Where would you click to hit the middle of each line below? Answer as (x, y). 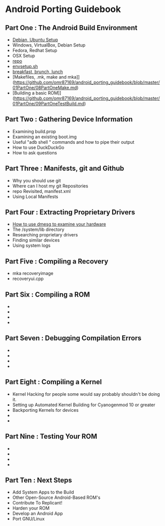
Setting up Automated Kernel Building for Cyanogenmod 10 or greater (84, 405)
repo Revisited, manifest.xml (41, 191)
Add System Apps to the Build (43, 492)
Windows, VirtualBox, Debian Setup (49, 45)
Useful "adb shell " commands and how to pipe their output (73, 142)
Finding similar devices (36, 240)
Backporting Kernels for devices (45, 410)
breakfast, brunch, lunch (38, 72)
